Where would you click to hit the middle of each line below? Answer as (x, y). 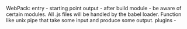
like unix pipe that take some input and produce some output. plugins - (91, 20)
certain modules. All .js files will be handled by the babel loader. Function (94, 14)
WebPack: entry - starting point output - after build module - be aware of (94, 8)
